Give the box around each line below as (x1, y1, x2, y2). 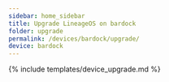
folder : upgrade (8, 27, 63, 35)
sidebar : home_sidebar (8, 11, 85, 20)
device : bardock (8, 42, 63, 50)
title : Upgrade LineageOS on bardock (8, 19, 136, 28)
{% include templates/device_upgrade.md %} (8, 64, 161, 74)
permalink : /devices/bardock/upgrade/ (8, 34, 140, 43)
